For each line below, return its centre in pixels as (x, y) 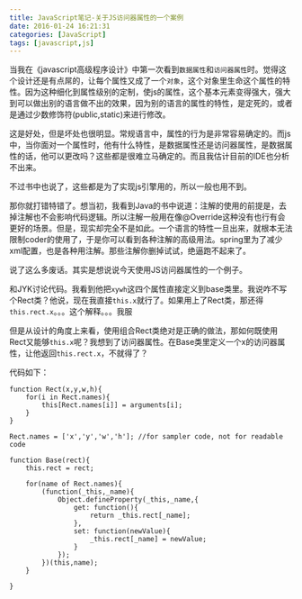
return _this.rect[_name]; (140, 516)
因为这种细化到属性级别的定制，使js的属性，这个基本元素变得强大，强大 (158, 92)
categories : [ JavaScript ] (58, 34)
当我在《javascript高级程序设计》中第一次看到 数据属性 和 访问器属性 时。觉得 (144, 69)
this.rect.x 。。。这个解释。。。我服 (71, 312)
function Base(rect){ (50, 460)
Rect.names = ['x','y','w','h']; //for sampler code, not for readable (146, 437)
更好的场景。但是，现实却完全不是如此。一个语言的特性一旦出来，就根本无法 (151, 228)
